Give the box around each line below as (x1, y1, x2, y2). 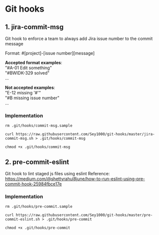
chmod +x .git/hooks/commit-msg (5, 145, 70, 149)
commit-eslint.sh (5, 217, 40, 222)
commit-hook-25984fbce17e (5, 181, 62, 187)
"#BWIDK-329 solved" (5, 70, 50, 76)
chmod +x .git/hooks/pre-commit (5, 225, 70, 231)
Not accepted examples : (5, 85, 55, 90)
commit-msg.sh (5, 136, 34, 141)
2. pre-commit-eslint (5, 158, 69, 166)
